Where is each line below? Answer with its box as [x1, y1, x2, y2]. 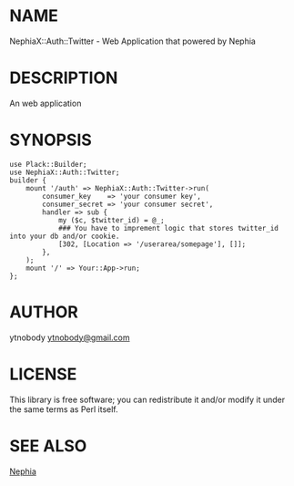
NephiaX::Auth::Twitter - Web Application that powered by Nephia [9, 36, 257, 47]
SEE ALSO [9, 435, 87, 456]
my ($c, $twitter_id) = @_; [57, 215, 166, 224]
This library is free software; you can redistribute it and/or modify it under [9, 394, 286, 405]
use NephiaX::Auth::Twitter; [9, 168, 120, 177]
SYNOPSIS [9, 129, 93, 150]
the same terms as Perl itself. [9, 403, 118, 415]
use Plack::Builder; [9, 160, 88, 169]
